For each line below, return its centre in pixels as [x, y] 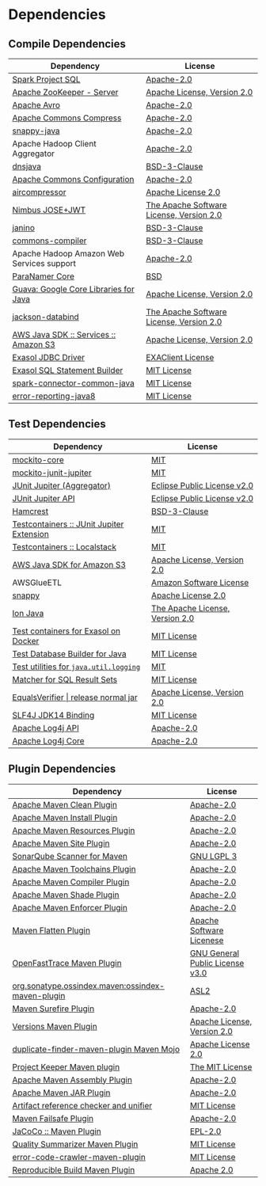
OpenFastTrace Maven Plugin [67, 963]
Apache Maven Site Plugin [61, 843]
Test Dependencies [57, 424]
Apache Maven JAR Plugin [61, 1093]
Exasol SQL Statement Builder [68, 370]
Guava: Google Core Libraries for [73, 289]
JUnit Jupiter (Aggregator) [61, 485]
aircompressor [39, 192]
